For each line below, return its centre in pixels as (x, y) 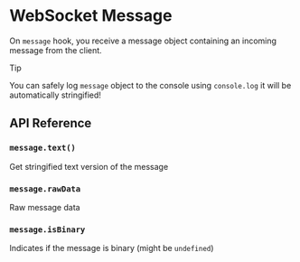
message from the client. (56, 50)
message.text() (43, 148)
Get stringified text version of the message (89, 166)
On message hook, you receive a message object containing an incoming (143, 41)
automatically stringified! (56, 95)
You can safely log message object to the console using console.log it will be (150, 85)
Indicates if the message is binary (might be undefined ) (112, 248)
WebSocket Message (91, 16)
